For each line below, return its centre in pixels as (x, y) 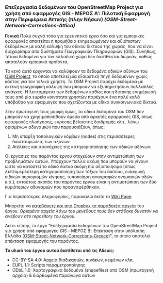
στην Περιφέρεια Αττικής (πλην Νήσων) (54, 19)
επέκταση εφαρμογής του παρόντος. (42, 241)
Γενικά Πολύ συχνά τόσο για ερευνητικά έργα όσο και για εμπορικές (75, 36)
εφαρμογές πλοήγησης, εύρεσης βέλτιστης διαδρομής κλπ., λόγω (72, 122)
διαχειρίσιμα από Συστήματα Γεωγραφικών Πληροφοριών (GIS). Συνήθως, (81, 51)
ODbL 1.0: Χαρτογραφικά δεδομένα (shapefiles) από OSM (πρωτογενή (83, 270)
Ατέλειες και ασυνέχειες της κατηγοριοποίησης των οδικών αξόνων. (82, 147)
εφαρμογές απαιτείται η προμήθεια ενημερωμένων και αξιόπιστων (73, 41)
